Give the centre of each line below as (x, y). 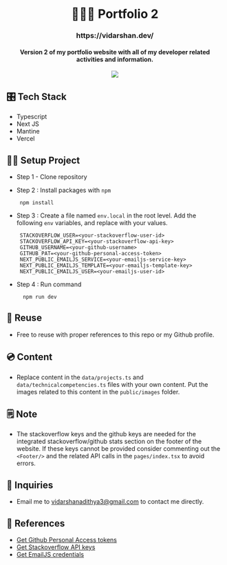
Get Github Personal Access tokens (67, 540)
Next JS (28, 124)
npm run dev (40, 297)
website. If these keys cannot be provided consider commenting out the (118, 449)
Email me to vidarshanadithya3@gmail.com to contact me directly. (110, 502)
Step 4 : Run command (49, 284)
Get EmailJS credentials (50, 554)
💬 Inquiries (30, 485)
